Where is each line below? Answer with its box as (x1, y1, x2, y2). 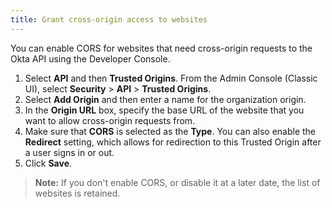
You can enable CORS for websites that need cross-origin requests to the (10, 42, 313, 54)
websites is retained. (34, 187, 121, 199)
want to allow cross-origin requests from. (24, 114, 196, 126)
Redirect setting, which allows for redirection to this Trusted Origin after (24, 136, 322, 148)
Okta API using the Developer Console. (10, 52, 171, 65)
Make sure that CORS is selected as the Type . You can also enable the (24, 125, 317, 137)
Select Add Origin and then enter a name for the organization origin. (24, 93, 307, 105)
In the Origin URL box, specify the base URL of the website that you (24, 104, 305, 116)
